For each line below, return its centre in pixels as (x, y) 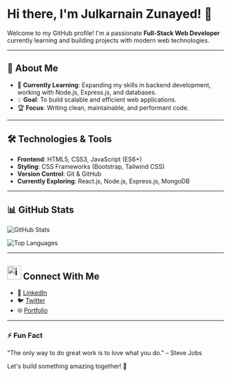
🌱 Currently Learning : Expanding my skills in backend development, (114, 84)
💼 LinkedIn (32, 293)
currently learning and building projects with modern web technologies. (108, 40)
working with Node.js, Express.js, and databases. (87, 92)
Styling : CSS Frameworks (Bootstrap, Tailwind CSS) (91, 166)
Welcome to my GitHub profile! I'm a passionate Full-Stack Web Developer (113, 33)
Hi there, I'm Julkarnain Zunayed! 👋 (110, 14)
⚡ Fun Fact (25, 336)
